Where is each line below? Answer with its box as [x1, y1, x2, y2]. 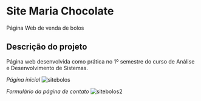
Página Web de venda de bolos [6, 24, 84, 31]
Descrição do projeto [6, 42, 87, 52]
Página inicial [6, 76, 41, 83]
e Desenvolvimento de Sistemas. [6, 64, 88, 71]
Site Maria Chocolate [6, 4, 114, 18]
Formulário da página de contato [6, 88, 89, 95]
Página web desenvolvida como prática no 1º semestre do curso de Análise [6, 57, 195, 65]
